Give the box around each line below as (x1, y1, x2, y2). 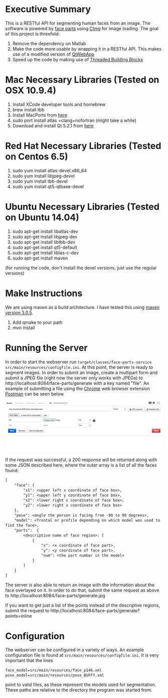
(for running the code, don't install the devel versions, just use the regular (5, 264, 157, 270)
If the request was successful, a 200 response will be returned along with (5, 457, 157, 463)
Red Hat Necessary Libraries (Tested (5, 141, 161, 152)
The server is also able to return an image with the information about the (5, 582, 155, 588)
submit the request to (5, 607, 50, 613)
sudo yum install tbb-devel (12, 178, 68, 184)
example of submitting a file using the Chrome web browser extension (5, 385, 150, 391)
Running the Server (5, 342, 88, 353)
